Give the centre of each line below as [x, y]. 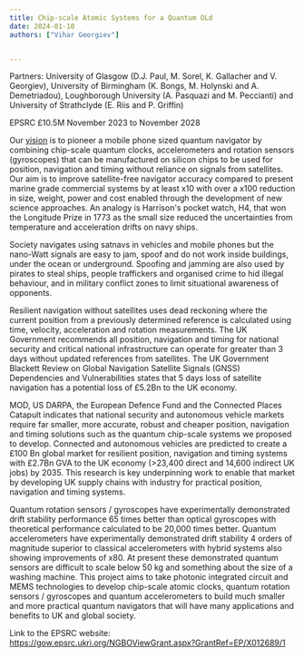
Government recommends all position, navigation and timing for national [144, 339]
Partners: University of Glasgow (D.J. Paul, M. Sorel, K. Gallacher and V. [143, 76]
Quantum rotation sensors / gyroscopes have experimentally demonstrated [150, 510]
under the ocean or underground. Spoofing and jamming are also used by [147, 264]
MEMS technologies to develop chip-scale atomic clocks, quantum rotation [150, 587]
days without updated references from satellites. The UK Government [139, 358]
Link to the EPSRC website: [60, 633]
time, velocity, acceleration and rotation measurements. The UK [128, 330]
